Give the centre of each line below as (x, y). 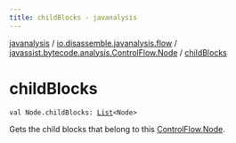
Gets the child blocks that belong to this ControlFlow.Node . (117, 129)
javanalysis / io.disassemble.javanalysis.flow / (94, 43)
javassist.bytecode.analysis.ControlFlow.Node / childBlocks (118, 52)
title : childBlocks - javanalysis (73, 17)
